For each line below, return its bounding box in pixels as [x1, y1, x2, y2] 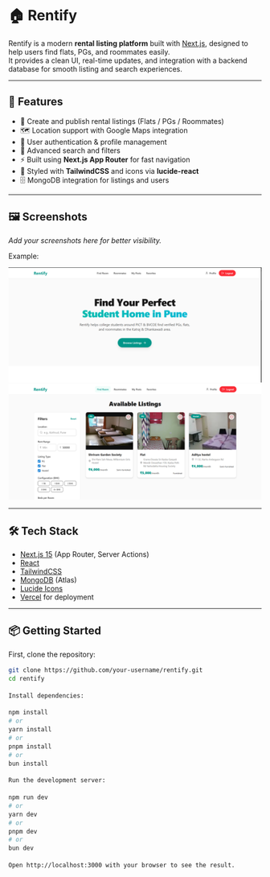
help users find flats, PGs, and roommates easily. [8, 47, 170, 56]
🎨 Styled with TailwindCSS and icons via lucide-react [19, 166, 199, 175]
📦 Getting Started [8, 624, 102, 638]
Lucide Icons [19, 584, 63, 594]
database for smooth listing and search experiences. [8, 64, 183, 73]
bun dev [8, 844, 35, 853]
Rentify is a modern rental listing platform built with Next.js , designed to [8, 38, 249, 48]
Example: [8, 251, 39, 261]
